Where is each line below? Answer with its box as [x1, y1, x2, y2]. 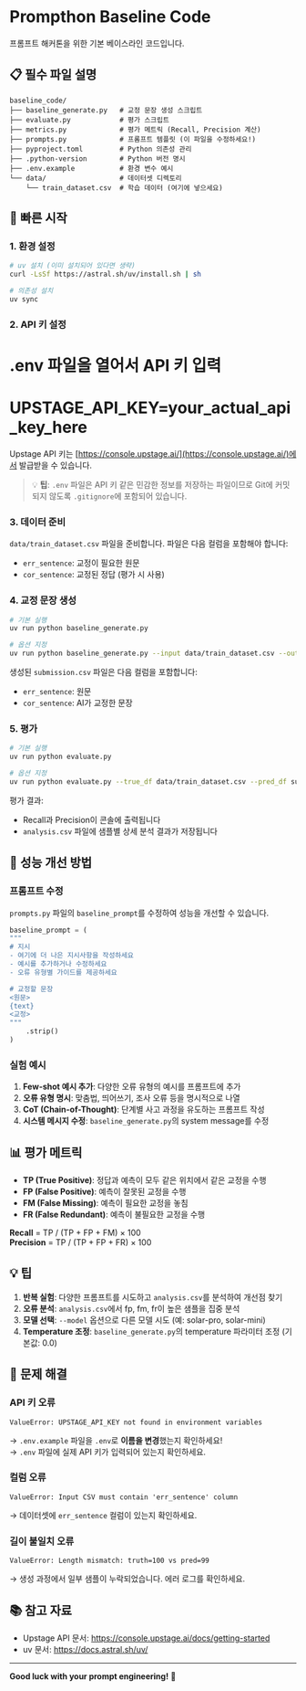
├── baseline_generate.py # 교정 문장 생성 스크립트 [9, 105, 203, 115]
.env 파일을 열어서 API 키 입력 [9, 355, 221, 376]
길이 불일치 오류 [9, 1535, 75, 1548]
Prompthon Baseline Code [9, 6, 211, 27]
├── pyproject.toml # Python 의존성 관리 [9, 144, 192, 153]
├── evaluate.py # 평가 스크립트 [9, 115, 170, 124]
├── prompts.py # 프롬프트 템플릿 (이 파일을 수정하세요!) [9, 134, 257, 143]
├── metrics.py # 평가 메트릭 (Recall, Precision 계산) [9, 125, 261, 134]
